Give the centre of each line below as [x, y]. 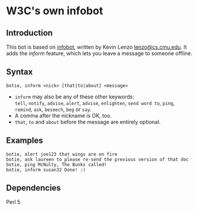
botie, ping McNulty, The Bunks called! [57, 164]
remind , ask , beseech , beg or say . [53, 109]
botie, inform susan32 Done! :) [46, 170]
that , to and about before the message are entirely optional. [87, 122]
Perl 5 [13, 202]
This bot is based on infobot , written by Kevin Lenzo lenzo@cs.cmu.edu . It [97, 47]
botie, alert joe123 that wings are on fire [62, 154]
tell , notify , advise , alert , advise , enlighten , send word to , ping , [95, 103]
